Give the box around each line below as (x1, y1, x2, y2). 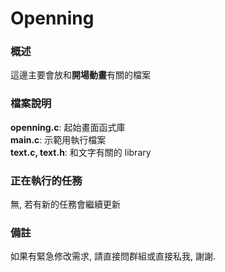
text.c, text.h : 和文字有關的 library (10, 146, 152, 158)
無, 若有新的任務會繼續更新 (10, 198, 121, 211)
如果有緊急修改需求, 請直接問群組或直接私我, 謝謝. (10, 250, 216, 262)
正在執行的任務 (10, 173, 83, 187)
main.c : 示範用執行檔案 (10, 133, 107, 146)
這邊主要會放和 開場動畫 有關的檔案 (10, 69, 151, 81)
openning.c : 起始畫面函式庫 (10, 121, 126, 133)
